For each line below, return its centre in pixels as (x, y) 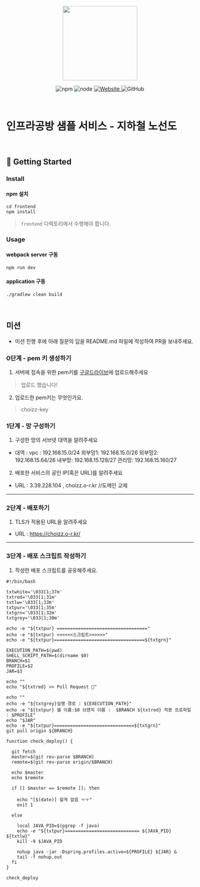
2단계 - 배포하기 (28, 508)
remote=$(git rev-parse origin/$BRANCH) (62, 762)
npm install (21, 212)
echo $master (28, 772)
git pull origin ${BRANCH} (40, 731)
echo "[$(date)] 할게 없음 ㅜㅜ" (54, 799)
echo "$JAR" (21, 720)
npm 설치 (17, 194)
